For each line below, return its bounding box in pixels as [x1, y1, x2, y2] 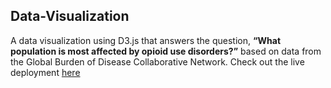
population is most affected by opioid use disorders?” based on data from [10, 45, 322, 57]
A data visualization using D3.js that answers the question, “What [10, 34, 282, 46]
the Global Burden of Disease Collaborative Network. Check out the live [10, 55, 305, 68]
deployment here [10, 66, 81, 78]
